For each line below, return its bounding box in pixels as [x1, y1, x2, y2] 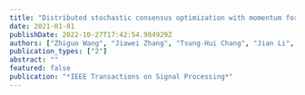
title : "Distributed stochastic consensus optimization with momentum [9, 13, 282, 23]
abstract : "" [9, 55, 59, 64]
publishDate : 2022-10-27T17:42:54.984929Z [9, 30, 172, 39]
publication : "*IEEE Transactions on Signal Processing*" [9, 72, 233, 81]
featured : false [9, 64, 71, 73]
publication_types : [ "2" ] [9, 47, 107, 56]
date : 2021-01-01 [9, 22, 75, 31]
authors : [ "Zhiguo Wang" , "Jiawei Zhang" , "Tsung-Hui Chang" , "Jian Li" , [9, 38, 295, 48]
